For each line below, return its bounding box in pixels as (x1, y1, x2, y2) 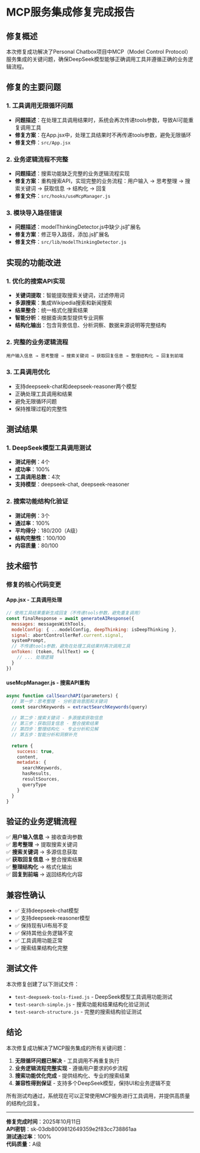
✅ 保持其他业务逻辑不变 (14, 929, 73, 937)
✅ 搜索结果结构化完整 (14, 944, 68, 952)
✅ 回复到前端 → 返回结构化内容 (6, 871, 83, 878)
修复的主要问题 (6, 82, 61, 93)
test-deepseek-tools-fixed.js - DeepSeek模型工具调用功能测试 (14, 993, 173, 1000)
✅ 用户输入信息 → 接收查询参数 (6, 833, 83, 840)
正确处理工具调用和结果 (14, 390, 73, 397)
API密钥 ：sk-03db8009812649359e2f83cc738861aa (6, 1125, 137, 1133)
